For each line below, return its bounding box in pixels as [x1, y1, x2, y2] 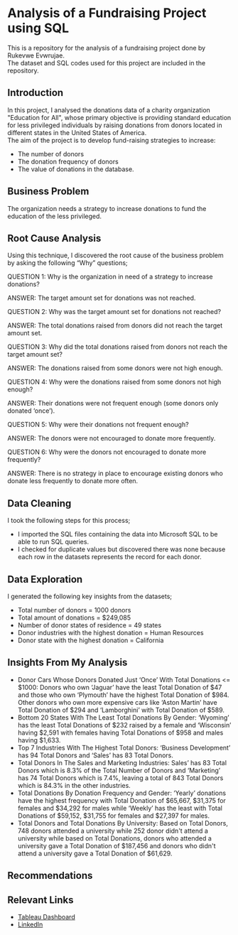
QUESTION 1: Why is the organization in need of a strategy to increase [7, 272, 213, 281]
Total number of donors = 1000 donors [17, 606, 131, 614]
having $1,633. [17, 735, 61, 744]
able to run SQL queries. [17, 538, 90, 546]
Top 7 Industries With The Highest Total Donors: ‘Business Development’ [17, 743, 231, 752]
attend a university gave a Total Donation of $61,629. [17, 849, 173, 858]
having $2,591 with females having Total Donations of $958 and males [17, 728, 224, 737]
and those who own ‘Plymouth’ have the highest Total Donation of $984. [17, 691, 229, 699]
